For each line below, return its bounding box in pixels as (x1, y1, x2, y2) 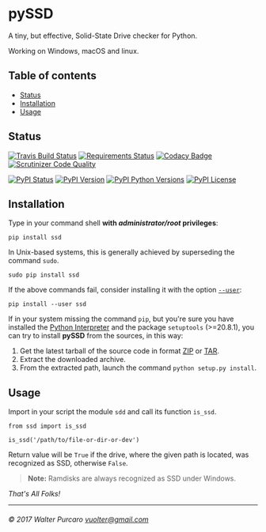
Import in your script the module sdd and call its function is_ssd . (8, 407, 217, 417)
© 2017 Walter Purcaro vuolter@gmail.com (8, 515, 149, 524)
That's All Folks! (8, 489, 61, 499)
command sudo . (8, 256, 59, 266)
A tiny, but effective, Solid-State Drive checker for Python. (8, 31, 198, 40)
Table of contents (8, 69, 97, 83)
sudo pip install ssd (8, 271, 80, 279)
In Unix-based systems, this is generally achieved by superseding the (8, 247, 235, 257)
